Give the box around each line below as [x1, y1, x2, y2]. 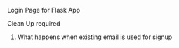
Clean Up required [7, 19, 61, 27]
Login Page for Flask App [7, 6, 81, 14]
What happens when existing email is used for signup [17, 33, 173, 41]
